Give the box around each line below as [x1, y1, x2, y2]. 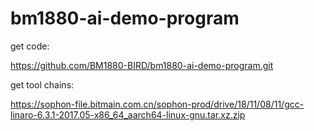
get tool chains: [10, 78, 75, 91]
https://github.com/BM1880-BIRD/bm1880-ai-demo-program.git [10, 59, 274, 71]
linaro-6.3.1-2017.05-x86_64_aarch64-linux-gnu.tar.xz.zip [10, 108, 246, 121]
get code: [10, 40, 50, 52]
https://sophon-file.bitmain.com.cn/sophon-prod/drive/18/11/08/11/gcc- [10, 98, 305, 110]
